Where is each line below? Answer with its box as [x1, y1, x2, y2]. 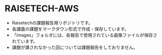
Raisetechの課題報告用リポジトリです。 [11, 20, 93, 26]
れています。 [11, 38, 38, 44]
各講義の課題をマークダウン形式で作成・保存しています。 [11, 26, 129, 32]
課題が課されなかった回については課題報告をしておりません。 [11, 44, 138, 50]
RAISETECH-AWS [4, 3, 79, 14]
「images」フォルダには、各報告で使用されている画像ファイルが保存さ [11, 32, 158, 38]
